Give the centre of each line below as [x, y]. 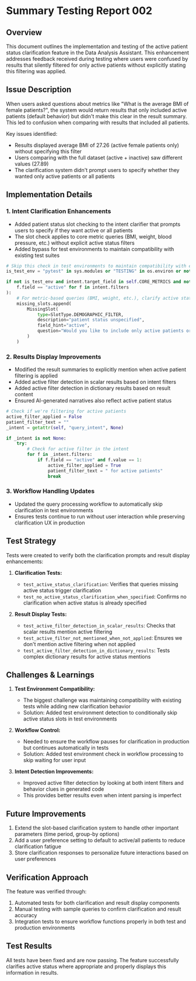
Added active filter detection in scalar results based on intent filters [95, 382]
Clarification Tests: [38, 572]
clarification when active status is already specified [85, 603]
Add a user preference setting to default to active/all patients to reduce [100, 841]
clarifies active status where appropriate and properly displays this [86, 966]
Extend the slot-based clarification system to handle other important [97, 828]
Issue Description [39, 90]
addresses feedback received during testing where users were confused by [97, 59]
